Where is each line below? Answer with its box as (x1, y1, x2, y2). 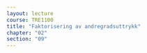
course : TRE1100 (6, 17, 54, 23)
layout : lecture (6, 10, 54, 17)
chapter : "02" (6, 29, 48, 36)
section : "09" (6, 36, 48, 43)
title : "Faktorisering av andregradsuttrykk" (6, 23, 141, 30)
